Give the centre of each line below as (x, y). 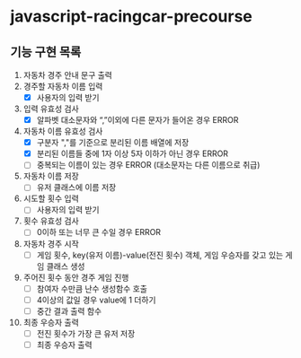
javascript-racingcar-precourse (131, 17)
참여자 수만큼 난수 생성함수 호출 (92, 288)
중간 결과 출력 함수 (69, 310)
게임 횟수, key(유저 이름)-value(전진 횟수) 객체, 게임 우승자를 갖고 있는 (160, 255)
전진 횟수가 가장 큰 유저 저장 (86, 333)
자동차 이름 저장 (51, 176)
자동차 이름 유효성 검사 (63, 131)
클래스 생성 (66, 266)
